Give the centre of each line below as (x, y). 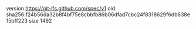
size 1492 (40, 21)
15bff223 (17, 21)
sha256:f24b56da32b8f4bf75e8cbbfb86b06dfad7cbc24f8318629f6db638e (98, 14)
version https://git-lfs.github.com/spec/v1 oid (61, 8)
